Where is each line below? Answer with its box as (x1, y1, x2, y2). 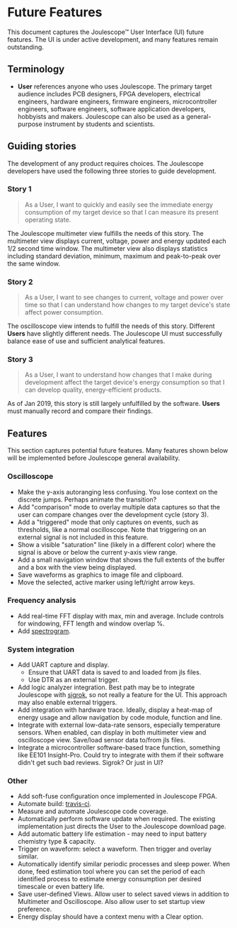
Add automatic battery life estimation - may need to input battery (17, 830, 207, 838)
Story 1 (7, 184, 32, 194)
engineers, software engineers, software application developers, (17, 104, 207, 113)
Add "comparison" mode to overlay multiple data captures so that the (17, 502, 221, 511)
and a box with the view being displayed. (17, 562, 137, 571)
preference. (17, 905, 52, 914)
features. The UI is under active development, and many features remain (7, 35, 219, 43)
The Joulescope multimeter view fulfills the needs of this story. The (7, 229, 204, 237)
